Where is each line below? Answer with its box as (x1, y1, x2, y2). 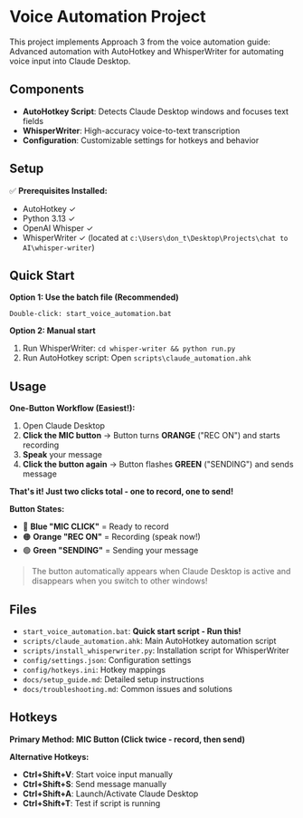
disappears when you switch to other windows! (31, 575, 208, 586)
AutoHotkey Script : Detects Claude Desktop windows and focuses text (22, 106, 289, 117)
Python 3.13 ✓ (22, 213, 76, 224)
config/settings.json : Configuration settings (22, 655, 192, 665)
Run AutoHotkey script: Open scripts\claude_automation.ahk (22, 352, 251, 363)
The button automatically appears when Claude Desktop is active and (31, 566, 291, 577)
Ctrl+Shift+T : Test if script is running (22, 797, 161, 808)
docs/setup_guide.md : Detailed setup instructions (22, 674, 205, 685)
